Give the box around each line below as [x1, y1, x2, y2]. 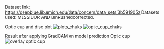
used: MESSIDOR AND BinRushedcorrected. [5, 15, 94, 20]
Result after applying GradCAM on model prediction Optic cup [5, 33, 130, 39]
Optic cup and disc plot [5, 24, 52, 30]
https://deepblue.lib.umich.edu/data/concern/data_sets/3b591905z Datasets [5, 9, 160, 15]
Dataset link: [5, 4, 30, 10]
